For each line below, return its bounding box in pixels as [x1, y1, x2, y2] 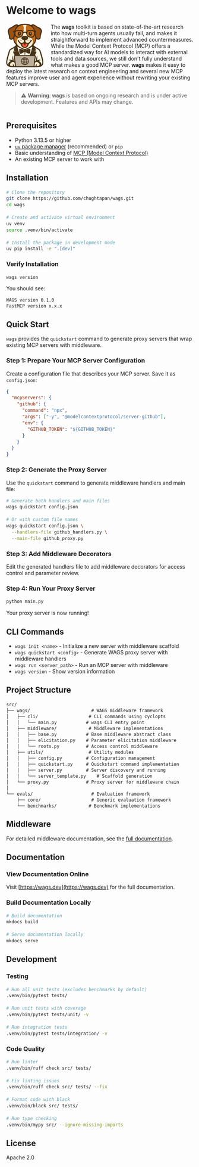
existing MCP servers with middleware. [6, 342, 102, 349]
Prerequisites [6, 120, 57, 131]
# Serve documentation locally [6, 932, 84, 938]
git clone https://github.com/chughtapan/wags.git [6, 195, 134, 201]
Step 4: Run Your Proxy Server [6, 584, 96, 592]
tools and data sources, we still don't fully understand [50, 55, 182, 62]
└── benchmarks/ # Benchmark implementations [17, 803, 161, 809]
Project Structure [6, 685, 71, 695]
